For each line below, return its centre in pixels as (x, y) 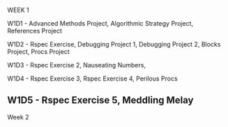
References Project (35, 31)
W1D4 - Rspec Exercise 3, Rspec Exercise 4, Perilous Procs (92, 78)
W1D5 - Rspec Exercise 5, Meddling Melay (100, 100)
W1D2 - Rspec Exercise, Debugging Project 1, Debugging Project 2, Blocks (114, 44)
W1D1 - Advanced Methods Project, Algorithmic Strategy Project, (100, 23)
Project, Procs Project (38, 52)
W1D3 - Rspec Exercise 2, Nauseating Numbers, (77, 65)
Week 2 (18, 117)
